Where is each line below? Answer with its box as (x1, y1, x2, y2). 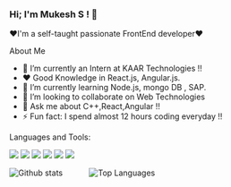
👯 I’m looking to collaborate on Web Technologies (21, 91, 206, 102)
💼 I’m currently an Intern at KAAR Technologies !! (21, 63, 203, 74)
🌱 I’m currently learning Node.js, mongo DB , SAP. (21, 82, 207, 93)
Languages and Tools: (9, 132, 91, 142)
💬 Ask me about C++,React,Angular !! (21, 101, 161, 112)
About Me (9, 46, 47, 56)
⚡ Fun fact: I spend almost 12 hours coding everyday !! (21, 111, 223, 122)
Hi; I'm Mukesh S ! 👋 (9, 8, 98, 21)
